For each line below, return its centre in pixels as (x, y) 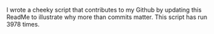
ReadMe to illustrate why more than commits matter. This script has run (107, 17)
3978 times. (23, 24)
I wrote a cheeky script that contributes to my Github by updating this (104, 10)
